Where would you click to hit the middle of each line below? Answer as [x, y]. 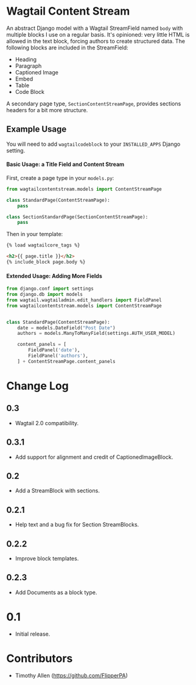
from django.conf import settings [50, 289]
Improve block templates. [47, 559]
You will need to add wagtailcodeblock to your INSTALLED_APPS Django [93, 144]
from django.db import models [45, 295]
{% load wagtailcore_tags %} [43, 245]
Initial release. [33, 634]
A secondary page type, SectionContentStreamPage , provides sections [94, 103]
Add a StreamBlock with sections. [58, 491]
